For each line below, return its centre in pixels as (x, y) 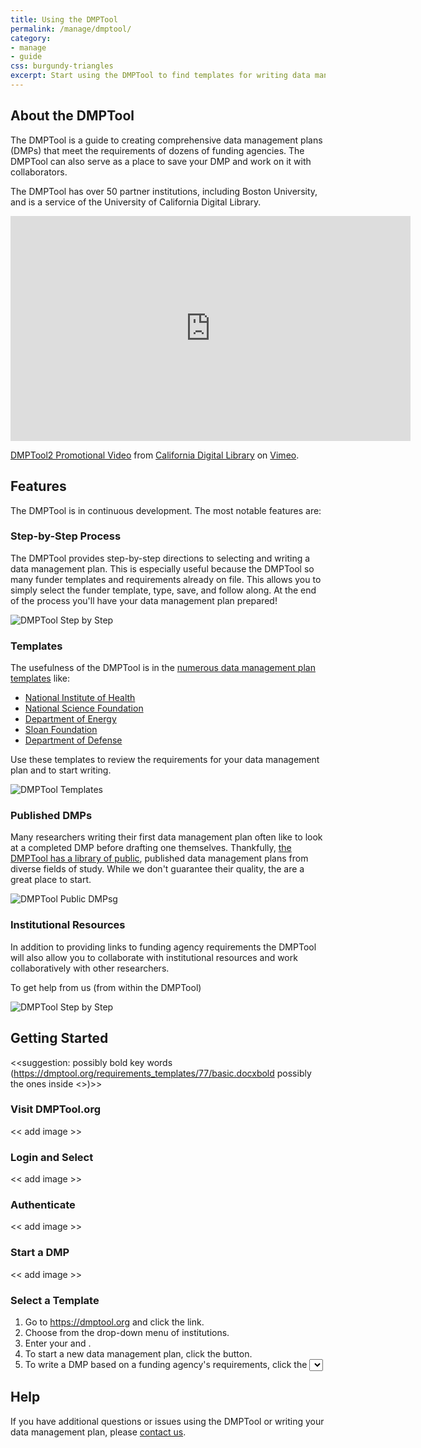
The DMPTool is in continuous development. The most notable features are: (166, 510)
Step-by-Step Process (66, 536)
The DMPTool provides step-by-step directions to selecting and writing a (160, 558)
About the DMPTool (72, 116)
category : (31, 38)
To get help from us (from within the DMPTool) (106, 987)
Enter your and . (58, 1343)
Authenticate (43, 1205)
